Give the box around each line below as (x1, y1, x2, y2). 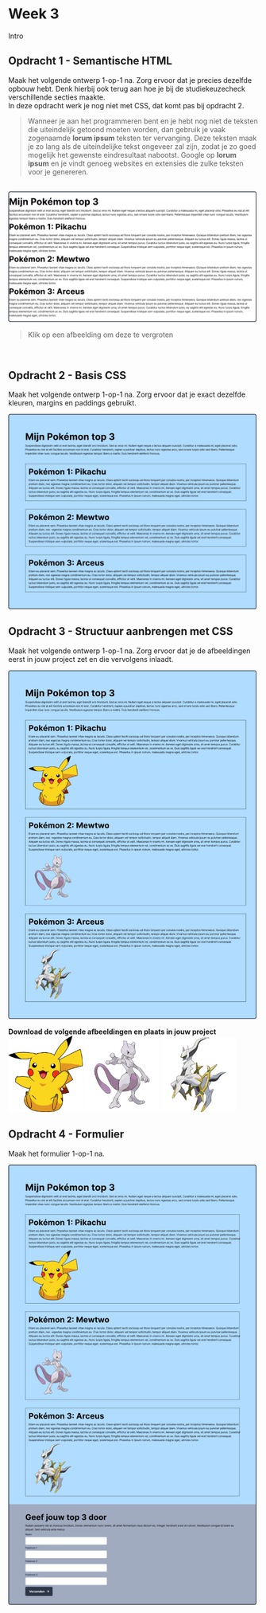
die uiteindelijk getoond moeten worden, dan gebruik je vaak (27, 124, 226, 134)
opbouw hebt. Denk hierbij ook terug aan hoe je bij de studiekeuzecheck (8, 84, 246, 93)
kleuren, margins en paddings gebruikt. (8, 398, 137, 408)
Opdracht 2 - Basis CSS (8, 368, 127, 382)
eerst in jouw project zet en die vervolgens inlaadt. (8, 654, 174, 664)
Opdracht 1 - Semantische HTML (8, 54, 172, 68)
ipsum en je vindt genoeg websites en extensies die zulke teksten (27, 159, 244, 168)
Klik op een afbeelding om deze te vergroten (27, 330, 174, 339)
